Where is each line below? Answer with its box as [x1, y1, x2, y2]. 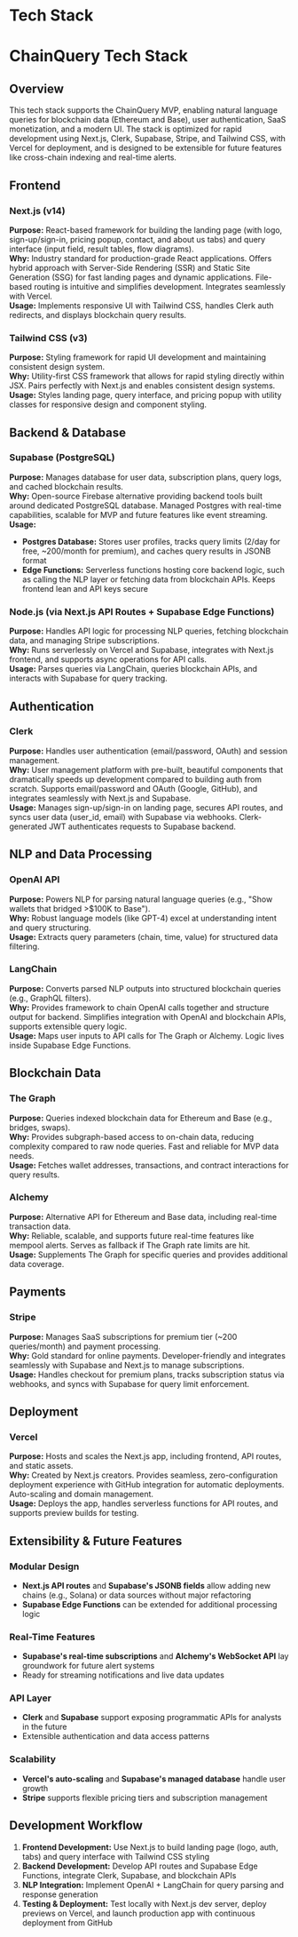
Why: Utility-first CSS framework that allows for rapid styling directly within [9, 371, 285, 382]
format [21, 554, 47, 565]
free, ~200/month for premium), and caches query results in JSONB [21, 546, 271, 556]
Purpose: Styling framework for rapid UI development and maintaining [9, 352, 267, 363]
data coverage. [9, 1258, 65, 1269]
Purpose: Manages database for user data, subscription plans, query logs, [9, 472, 282, 482]
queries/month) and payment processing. [9, 1341, 161, 1351]
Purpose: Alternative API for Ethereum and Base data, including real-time [9, 1211, 278, 1222]
